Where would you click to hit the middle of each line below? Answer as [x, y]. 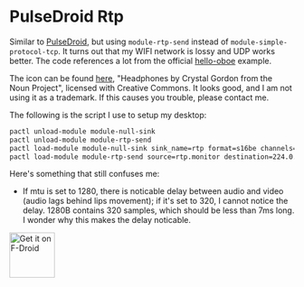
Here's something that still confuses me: [85, 174]
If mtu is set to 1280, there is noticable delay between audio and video [153, 191]
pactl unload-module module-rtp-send [81, 140]
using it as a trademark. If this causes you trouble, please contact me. [139, 97]
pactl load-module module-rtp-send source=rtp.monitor [115, 157]
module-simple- [259, 42]
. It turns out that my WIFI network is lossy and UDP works [166, 51]
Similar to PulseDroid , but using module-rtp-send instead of [119, 42]
